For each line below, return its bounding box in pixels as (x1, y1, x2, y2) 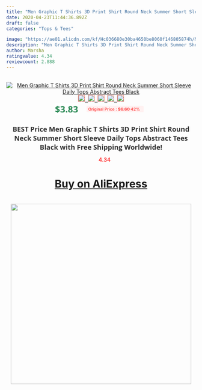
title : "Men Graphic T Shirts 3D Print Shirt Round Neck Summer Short (6, 8, 187, 15)
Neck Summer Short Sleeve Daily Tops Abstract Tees (14, 133, 188, 143)
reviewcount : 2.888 (6, 58, 55, 65)
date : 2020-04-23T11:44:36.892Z (6, 14, 87, 20)
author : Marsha (6, 47, 44, 54)
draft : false (6, 20, 39, 26)
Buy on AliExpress (54, 177, 148, 191)
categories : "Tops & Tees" (6, 25, 74, 32)
